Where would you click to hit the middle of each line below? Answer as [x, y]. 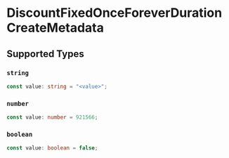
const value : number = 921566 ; [52, 117]
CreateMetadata [55, 28]
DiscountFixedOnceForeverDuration [115, 13]
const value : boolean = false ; [52, 148]
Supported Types [46, 54]
